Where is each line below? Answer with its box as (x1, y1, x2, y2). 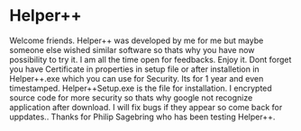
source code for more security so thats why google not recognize (9, 92, 253, 103)
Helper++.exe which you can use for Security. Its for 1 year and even (9, 73, 264, 83)
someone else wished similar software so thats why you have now (9, 44, 255, 55)
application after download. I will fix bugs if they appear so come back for (9, 101, 283, 112)
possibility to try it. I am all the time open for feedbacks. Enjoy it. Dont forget (9, 54, 292, 65)
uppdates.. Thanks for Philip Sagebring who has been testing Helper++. (9, 111, 276, 122)
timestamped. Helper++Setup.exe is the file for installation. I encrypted (9, 83, 272, 93)
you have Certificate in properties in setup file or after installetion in (9, 64, 260, 74)
